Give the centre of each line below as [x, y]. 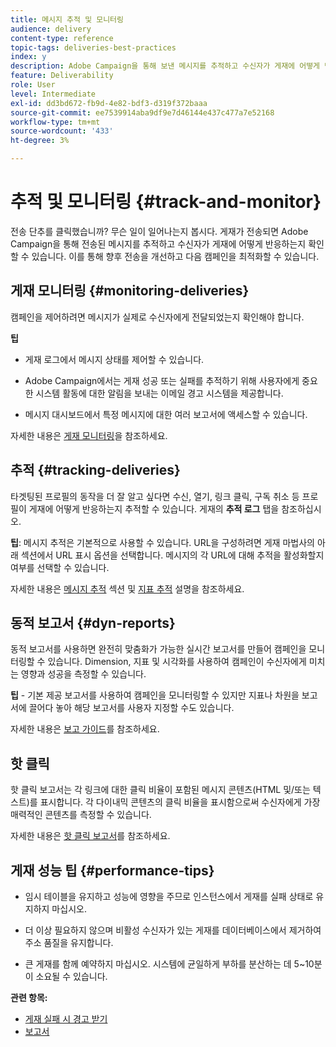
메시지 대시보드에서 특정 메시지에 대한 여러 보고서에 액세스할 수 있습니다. [166, 414]
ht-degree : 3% [40, 141]
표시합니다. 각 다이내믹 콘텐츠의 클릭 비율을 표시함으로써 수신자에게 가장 [180, 802]
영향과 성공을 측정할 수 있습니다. [83, 674]
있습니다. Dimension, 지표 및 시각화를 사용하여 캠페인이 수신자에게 [177, 662]
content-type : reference [62, 38]
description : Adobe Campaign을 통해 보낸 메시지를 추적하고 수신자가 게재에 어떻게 [165, 66]
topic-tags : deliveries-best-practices [93, 47]
